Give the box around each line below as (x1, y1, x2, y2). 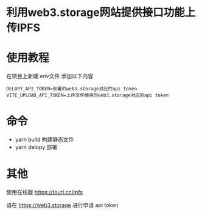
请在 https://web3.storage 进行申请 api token (6, 202, 119, 208)
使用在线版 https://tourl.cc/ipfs (6, 189, 83, 195)
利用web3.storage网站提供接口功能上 (6, 5, 196, 20)
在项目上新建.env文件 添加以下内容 (6, 73, 94, 80)
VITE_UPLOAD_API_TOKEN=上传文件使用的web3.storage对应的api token (6, 92, 169, 98)
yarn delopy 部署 (15, 144, 58, 151)
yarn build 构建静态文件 (15, 136, 74, 144)
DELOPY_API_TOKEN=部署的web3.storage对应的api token (6, 86, 138, 92)
